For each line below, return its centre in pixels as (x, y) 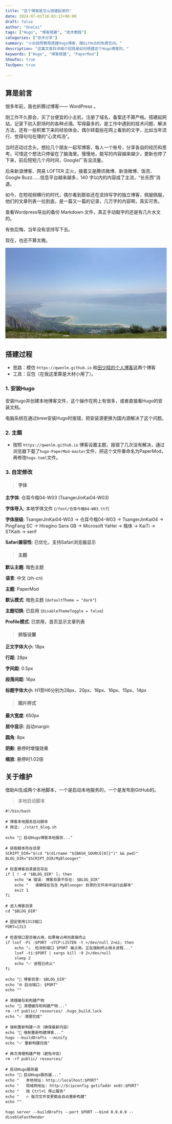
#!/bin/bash (18, 811)
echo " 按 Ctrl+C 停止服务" (36, 1091)
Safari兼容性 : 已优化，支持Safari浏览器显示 (51, 542)
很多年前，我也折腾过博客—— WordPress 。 (52, 106)
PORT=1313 (16, 927)
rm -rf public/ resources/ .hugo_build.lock (53, 1011)
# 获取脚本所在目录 (23, 849)
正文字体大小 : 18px (25, 647)
